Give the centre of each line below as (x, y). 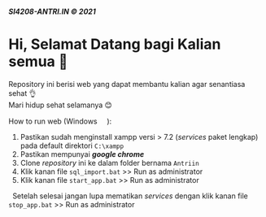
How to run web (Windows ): (60, 121)
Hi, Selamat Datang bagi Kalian (115, 44)
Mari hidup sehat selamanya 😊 (60, 105)
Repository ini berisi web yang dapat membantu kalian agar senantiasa (127, 84)
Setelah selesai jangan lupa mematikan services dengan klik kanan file (130, 196)
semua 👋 (38, 61)
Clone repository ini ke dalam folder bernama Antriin (109, 163)
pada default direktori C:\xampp (72, 145)
